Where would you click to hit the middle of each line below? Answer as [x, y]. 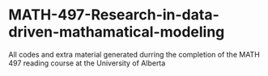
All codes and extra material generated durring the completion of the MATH [134, 54]
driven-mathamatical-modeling [117, 32]
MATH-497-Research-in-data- [114, 15]
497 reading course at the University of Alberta [87, 63]
